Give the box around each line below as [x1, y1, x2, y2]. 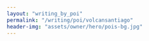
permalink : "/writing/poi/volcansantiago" [6, 17, 133, 24]
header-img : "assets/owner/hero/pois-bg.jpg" [6, 23, 143, 30]
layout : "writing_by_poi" [6, 10, 83, 17]
